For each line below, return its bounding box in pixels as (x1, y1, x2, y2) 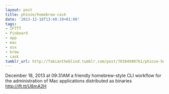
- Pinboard (5, 31, 28, 36)
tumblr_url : (5, 59, 30, 64)
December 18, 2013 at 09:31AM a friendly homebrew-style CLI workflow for (5, 72, 162, 78)
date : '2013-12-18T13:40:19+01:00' (5, 17, 80, 22)
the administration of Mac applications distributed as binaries (5, 78, 132, 84)
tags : (5, 21, 17, 27)
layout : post (5, 7, 33, 13)
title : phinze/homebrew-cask (5, 12, 66, 17)
